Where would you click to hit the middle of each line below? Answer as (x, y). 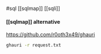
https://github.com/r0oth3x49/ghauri (50, 35)
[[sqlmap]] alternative (33, 21)
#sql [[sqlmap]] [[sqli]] (33, 8)
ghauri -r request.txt (34, 45)
